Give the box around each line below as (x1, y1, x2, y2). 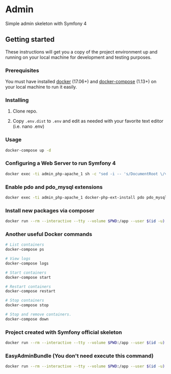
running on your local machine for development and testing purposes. (5, 54, 152, 60)
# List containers (5, 242, 44, 248)
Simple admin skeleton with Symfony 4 (5, 20, 87, 26)
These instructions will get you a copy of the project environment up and (5, 48, 158, 55)
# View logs (5, 256, 31, 261)
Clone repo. (12, 108, 38, 114)
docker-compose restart (5, 289, 56, 294)
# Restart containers (5, 284, 51, 289)
